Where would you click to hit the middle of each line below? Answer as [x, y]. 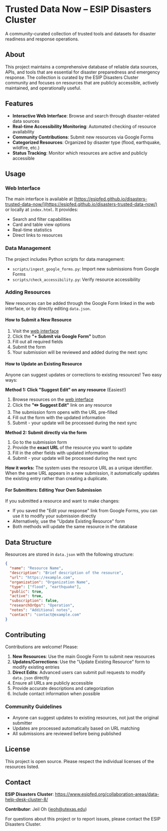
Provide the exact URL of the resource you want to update [72, 448]
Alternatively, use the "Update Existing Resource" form [69, 521]
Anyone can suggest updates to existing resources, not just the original [85, 718]
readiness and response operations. [42, 39]
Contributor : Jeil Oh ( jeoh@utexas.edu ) [46, 809]
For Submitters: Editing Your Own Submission [54, 490]
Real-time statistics [32, 230]
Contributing [25, 635]
